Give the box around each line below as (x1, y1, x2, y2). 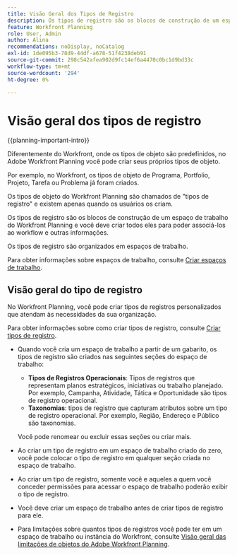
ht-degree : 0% (7, 76, 49, 83)
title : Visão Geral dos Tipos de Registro (7, 10, 134, 18)
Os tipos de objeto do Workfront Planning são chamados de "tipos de (7, 192, 209, 201)
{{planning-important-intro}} (7, 136, 90, 145)
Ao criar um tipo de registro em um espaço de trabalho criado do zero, (17, 446, 224, 455)
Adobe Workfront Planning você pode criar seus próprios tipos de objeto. (7, 157, 221, 166)
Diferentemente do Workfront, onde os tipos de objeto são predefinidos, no (7, 150, 226, 158)
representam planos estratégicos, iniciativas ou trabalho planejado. (28, 381, 224, 390)
